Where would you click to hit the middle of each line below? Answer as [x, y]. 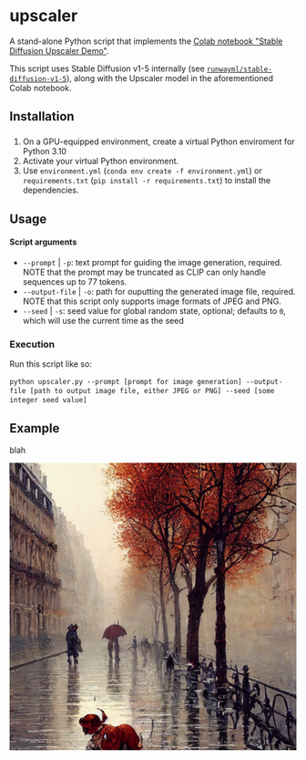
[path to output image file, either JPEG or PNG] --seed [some [152, 391]
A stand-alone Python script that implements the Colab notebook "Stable [146, 41]
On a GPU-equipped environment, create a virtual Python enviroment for [158, 141]
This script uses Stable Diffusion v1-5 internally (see [107, 68]
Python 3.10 [44, 151]
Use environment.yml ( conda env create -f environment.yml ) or [142, 171]
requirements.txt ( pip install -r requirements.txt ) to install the [147, 181]
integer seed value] [49, 401]
